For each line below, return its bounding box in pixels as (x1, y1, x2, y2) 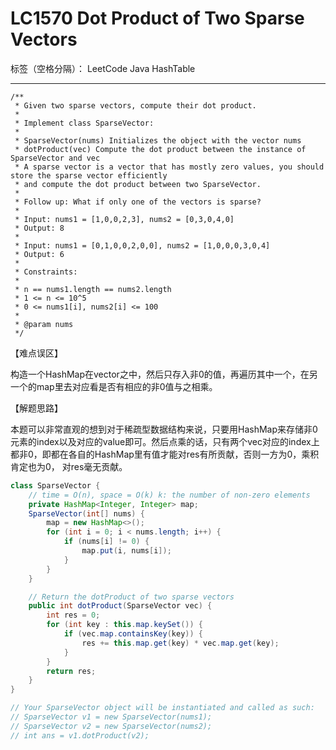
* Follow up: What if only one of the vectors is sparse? (14, 197, 262, 207)
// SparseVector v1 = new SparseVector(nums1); (10, 712, 213, 722)
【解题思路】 (10, 402, 63, 414)
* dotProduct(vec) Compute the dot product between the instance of (14, 144, 307, 154)
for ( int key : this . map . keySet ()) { (46, 620, 203, 630)
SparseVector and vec (10, 153, 101, 163)
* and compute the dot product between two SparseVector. (14, 179, 262, 189)
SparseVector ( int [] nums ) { (28, 508, 145, 519)
